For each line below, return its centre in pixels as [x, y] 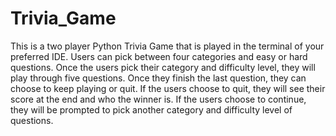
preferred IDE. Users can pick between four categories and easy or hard [159, 56]
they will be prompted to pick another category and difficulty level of [151, 109]
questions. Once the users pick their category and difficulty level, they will [163, 67]
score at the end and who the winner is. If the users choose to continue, [158, 99]
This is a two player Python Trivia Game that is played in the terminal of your [167, 46]
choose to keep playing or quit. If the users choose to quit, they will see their [168, 88]
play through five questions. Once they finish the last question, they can [158, 78]
